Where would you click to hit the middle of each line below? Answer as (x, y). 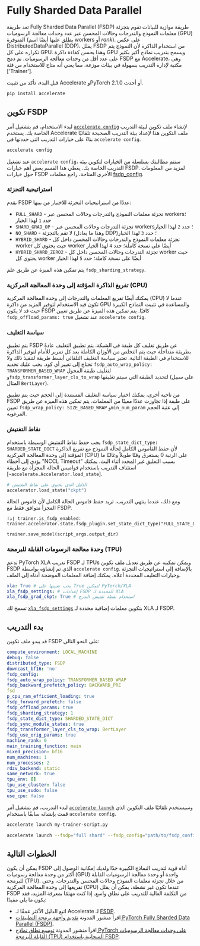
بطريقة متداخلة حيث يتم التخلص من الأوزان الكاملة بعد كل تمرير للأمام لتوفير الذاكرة (99, 352)
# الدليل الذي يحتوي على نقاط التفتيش (47, 485)
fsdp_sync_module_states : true (45, 724)
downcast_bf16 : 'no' (32, 669)
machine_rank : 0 (27, 741)
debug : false (23, 658)
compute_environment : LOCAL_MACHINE (52, 652)
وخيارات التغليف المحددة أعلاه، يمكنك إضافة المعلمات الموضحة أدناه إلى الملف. (94, 575)
